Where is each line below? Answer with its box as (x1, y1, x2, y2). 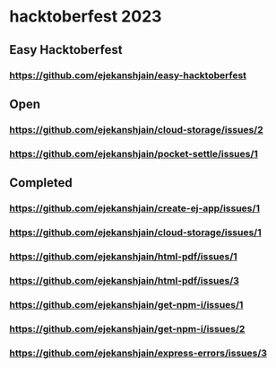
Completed (9, 175, 73, 190)
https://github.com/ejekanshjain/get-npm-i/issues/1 (9, 298, 244, 311)
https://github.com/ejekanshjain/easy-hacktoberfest (9, 69, 247, 82)
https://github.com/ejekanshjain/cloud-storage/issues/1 (9, 226, 262, 239)
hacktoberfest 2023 (9, 6, 162, 27)
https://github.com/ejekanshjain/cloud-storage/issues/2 (9, 123, 263, 136)
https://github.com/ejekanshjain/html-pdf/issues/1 (9, 250, 237, 262)
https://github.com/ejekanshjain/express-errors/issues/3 (9, 346, 267, 359)
